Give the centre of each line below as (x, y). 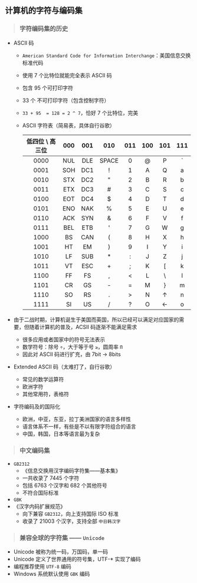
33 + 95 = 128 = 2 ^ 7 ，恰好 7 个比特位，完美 (80, 113)
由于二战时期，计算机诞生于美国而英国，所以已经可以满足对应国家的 (96, 320)
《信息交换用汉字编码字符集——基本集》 (71, 470)
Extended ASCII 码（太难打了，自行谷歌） (64, 367)
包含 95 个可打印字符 (48, 88)
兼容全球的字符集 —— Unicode (62, 538)
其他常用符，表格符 (46, 394)
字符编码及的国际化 (37, 406)
